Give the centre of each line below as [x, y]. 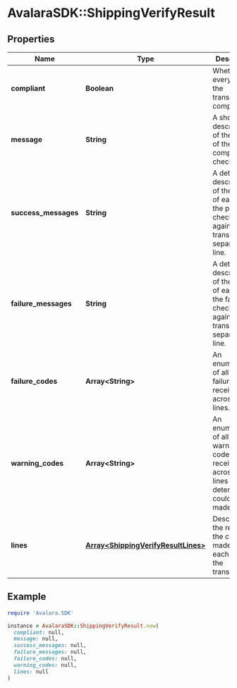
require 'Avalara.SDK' [41, 613]
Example [27, 597]
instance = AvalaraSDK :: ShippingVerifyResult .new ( [83, 626]
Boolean [100, 88]
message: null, [36, 639]
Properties [31, 39]
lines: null [31, 672]
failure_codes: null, [45, 659]
